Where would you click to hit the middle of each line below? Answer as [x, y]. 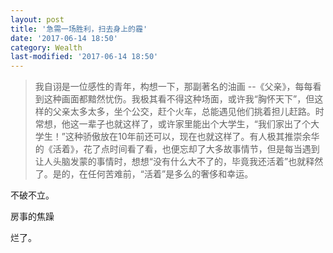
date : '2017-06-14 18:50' [64, 38]
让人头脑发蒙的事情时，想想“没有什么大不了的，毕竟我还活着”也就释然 [179, 162]
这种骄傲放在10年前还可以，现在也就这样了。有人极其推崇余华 [192, 137]
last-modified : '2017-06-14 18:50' [84, 57]
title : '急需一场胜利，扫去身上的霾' [79, 29]
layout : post [37, 19]
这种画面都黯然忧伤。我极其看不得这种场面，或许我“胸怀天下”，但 [179, 99]
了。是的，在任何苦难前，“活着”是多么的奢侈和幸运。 [144, 174]
